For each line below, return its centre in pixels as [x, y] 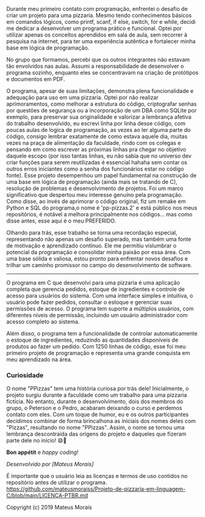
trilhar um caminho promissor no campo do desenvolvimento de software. [99, 265]
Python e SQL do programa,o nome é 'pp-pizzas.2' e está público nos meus [102, 208]
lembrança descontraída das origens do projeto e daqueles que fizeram [96, 434]
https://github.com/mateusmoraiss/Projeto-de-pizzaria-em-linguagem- [96, 489]
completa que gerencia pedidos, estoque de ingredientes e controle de [95, 289]
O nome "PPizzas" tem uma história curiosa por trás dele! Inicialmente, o [98, 389]
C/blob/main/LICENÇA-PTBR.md [47, 496]
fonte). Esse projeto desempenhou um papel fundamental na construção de [102, 175]
